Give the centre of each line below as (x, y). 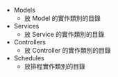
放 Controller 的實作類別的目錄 (67, 50)
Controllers (30, 42)
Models (25, 10)
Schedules (29, 58)
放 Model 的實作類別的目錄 (62, 18)
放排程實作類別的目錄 (54, 66)
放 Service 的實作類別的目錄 (64, 34)
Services (26, 26)
